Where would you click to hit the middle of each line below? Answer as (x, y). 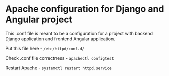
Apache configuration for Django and (85, 9)
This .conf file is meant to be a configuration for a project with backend (79, 33)
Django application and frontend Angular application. (60, 39)
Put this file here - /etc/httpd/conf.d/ (45, 48)
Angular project (39, 20)
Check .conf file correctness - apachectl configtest (60, 58)
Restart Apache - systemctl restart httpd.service (59, 68)
